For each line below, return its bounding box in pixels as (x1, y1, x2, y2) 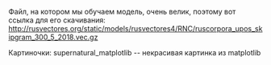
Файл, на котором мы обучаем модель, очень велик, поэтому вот (8, 7, 236, 16)
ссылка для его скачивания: (8, 15, 106, 25)
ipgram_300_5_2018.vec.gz (8, 32, 98, 42)
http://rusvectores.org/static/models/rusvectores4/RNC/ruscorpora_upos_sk (8, 24, 263, 33)
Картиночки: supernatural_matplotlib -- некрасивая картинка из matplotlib (8, 48, 261, 57)
